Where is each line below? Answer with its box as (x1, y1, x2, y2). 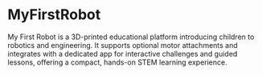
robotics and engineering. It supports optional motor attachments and (7, 40, 238, 49)
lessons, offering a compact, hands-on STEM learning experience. (7, 57, 228, 67)
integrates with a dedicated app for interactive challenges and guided (7, 49, 238, 58)
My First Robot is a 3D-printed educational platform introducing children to (7, 32, 255, 41)
